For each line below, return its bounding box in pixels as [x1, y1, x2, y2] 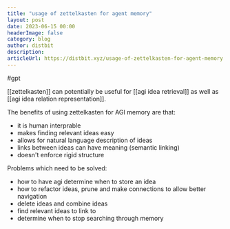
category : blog [7, 36, 51, 43]
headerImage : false [7, 29, 63, 37]
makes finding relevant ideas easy [17, 128, 115, 137]
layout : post [7, 17, 45, 23]
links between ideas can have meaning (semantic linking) [17, 143, 180, 152]
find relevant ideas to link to [17, 206, 96, 215]
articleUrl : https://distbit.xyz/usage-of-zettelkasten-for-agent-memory [7, 55, 224, 62]
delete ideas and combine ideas [17, 199, 108, 208]
